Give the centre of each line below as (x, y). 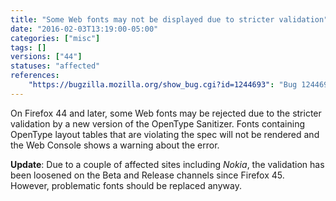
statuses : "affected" (55, 66)
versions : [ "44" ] (46, 57)
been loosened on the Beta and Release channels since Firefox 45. (147, 175)
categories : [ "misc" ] (55, 38)
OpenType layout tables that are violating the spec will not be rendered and (165, 134)
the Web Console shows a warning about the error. (115, 145)
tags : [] (28, 47)
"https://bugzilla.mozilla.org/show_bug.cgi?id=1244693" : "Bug (163, 85)
